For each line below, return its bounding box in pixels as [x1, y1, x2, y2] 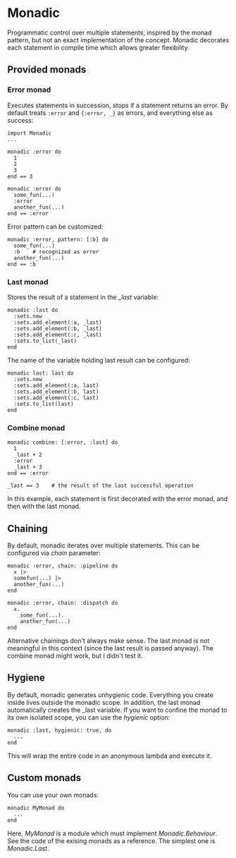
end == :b [7, 260, 37, 267]
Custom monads [7, 772, 82, 784]
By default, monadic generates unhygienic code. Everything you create [7, 690, 213, 699]
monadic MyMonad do [7, 804, 65, 811]
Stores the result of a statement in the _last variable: [7, 293, 159, 301]
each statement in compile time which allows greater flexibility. [7, 43, 190, 52]
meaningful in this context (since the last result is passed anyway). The [7, 644, 213, 653]
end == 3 [7, 173, 33, 180]
